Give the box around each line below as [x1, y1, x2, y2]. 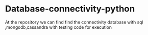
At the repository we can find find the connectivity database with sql [5, 19, 144, 25]
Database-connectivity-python [5, 3, 135, 14]
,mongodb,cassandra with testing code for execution [5, 24, 112, 30]
